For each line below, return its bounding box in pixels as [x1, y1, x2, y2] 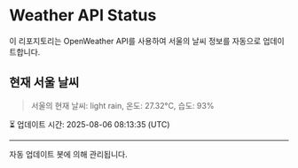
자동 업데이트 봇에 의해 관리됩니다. [9, 149, 128, 159]
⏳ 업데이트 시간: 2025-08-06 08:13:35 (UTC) [9, 118, 170, 129]
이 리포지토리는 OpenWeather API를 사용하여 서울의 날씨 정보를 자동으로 [9, 35, 262, 46]
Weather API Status [9, 5, 157, 26]
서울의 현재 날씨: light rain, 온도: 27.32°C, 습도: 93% [30, 100, 215, 111]
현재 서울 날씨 [9, 75, 80, 90]
